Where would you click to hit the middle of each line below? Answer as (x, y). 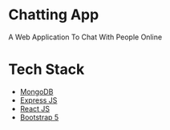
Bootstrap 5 (39, 117)
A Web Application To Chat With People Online (85, 37)
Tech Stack (47, 69)
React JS (35, 108)
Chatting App (54, 15)
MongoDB (36, 91)
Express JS (38, 100)
